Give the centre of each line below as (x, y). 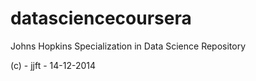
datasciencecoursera (101, 18)
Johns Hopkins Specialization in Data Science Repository (128, 46)
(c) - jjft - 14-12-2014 (53, 65)
